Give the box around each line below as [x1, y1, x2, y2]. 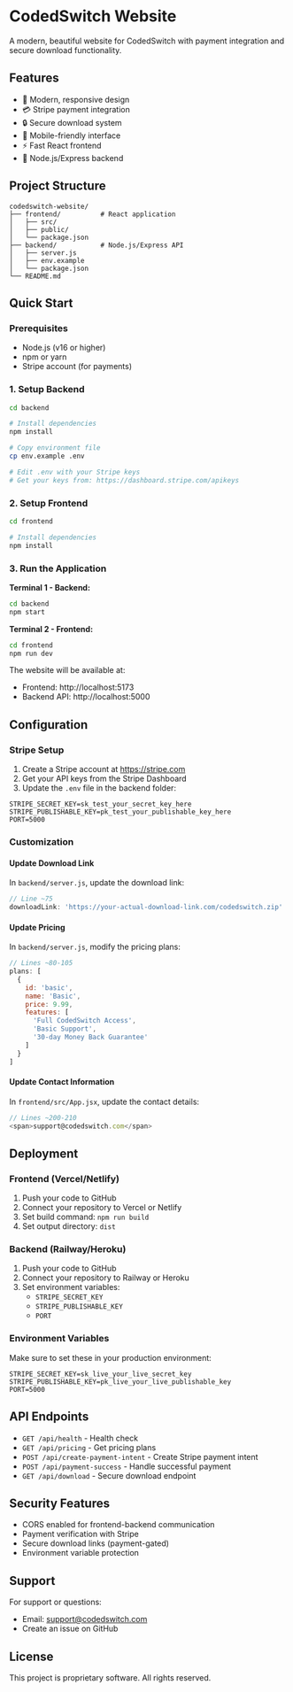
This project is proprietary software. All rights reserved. [9, 1673, 212, 1683]
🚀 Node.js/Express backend [21, 152, 124, 163]
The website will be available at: [9, 665, 126, 676]
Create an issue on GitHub [21, 1623, 119, 1634]
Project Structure [9, 179, 106, 194]
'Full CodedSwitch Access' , [32, 1016, 137, 1025]
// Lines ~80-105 [9, 959, 73, 968]
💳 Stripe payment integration [21, 104, 130, 114]
